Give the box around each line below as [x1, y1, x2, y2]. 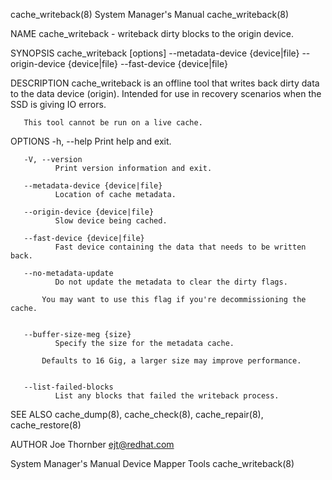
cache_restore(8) [10, 419, 82, 431]
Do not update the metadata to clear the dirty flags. [54, 277, 288, 287]
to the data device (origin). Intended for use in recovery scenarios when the [10, 88, 322, 99]
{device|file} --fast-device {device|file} [67, 58, 228, 69]
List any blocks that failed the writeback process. [54, 391, 280, 401]
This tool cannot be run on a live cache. [23, 118, 203, 128]
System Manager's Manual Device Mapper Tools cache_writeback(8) [10, 458, 295, 469]
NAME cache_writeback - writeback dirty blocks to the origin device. [10, 28, 295, 39]
